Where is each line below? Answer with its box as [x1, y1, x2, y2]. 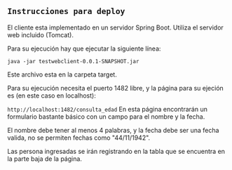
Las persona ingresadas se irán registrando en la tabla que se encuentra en [7, 147, 226, 155]
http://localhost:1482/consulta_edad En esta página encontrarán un [7, 105, 208, 113]
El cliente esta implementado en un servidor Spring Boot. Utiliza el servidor [7, 23, 224, 32]
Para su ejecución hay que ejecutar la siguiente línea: [7, 44, 161, 53]
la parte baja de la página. [7, 155, 83, 163]
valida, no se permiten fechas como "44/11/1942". [7, 133, 151, 142]
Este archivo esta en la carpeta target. [7, 70, 117, 79]
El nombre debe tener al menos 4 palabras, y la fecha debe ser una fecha [7, 126, 219, 134]
